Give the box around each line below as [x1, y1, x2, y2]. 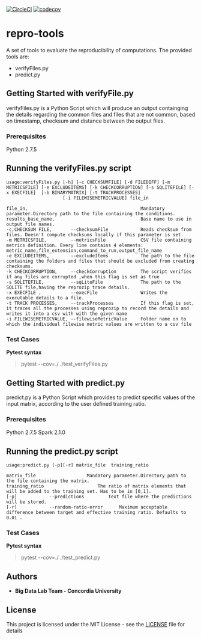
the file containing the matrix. [6, 478, 90, 484]
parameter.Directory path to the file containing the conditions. [6, 210, 176, 216]
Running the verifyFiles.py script [6, 163, 132, 174]
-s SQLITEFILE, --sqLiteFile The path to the [6, 279, 181, 285]
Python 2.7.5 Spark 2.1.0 [6, 429, 66, 436]
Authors [6, 571, 38, 581]
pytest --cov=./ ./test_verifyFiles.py [20, 361, 108, 368]
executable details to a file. [6, 295, 85, 301]
